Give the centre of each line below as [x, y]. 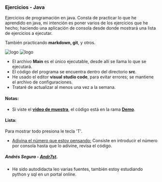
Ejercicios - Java [25, 7]
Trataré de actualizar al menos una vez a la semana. [64, 87]
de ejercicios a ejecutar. [29, 33]
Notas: [12, 98]
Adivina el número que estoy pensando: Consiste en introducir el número [85, 140]
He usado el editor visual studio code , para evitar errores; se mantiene [83, 77]
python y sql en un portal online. [44, 174]
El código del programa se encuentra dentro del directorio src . [74, 72]
